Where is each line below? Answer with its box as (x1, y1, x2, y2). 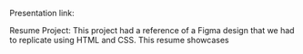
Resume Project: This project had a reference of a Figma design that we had (9, 25, 295, 35)
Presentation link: (9, 8, 75, 18)
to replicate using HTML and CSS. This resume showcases (9, 35, 229, 45)
